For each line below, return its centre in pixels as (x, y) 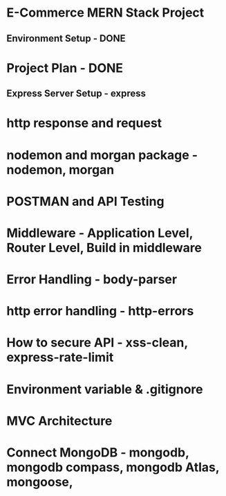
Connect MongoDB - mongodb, (98, 453)
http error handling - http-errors (100, 311)
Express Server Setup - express (76, 94)
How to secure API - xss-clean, (97, 343)
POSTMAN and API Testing (85, 201)
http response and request (84, 123)
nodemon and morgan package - (102, 155)
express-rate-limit (60, 357)
